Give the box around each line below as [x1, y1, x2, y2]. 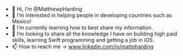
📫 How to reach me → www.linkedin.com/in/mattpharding [11, 43, 154, 50]
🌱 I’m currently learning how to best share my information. [11, 24, 153, 31]
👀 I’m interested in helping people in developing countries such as [11, 12, 172, 19]
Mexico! [11, 18, 31, 24]
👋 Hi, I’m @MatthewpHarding [11, 6, 83, 12]
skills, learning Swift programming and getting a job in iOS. [11, 37, 155, 43]
